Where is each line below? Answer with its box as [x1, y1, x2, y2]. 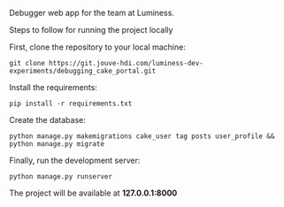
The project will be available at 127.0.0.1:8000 [9, 188, 178, 198]
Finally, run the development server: [9, 155, 141, 165]
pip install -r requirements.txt [9, 99, 133, 108]
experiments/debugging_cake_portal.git [9, 66, 157, 75]
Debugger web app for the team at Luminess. [9, 8, 175, 18]
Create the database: [9, 115, 87, 125]
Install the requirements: [9, 82, 97, 92]
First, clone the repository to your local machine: [9, 42, 186, 52]
